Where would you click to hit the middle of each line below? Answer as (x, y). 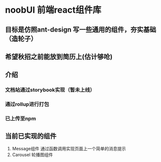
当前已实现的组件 (31, 136)
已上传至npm (20, 119)
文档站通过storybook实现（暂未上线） (50, 90)
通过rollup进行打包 (27, 104)
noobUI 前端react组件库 (53, 10)
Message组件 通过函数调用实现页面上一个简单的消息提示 (69, 148)
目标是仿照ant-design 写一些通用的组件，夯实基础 (80, 30)
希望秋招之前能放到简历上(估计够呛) (59, 57)
